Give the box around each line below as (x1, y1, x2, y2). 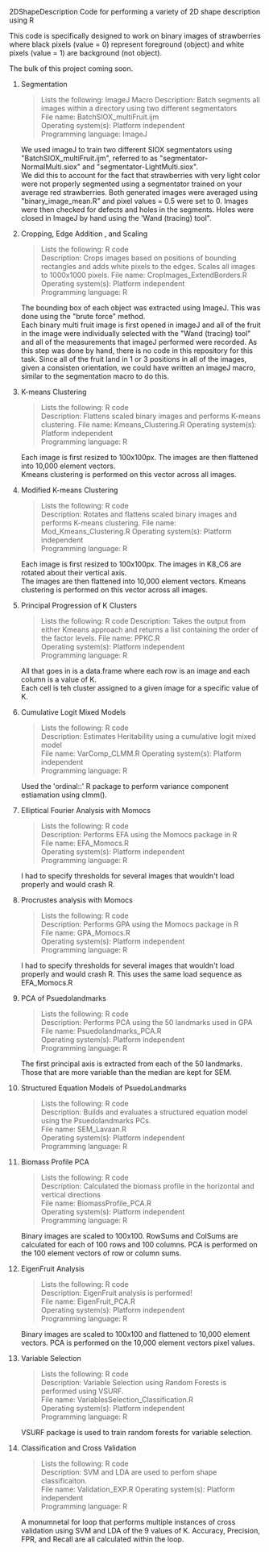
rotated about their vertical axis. (20, 568, 127, 577)
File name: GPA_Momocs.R (40, 928, 131, 937)
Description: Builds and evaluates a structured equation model (40, 1107, 248, 1117)
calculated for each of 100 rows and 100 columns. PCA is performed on (20, 1240, 258, 1249)
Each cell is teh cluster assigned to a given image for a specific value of (20, 683, 259, 692)
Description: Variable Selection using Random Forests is (40, 1378, 227, 1387)
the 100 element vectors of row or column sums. (20, 1248, 182, 1258)
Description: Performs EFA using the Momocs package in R (40, 830, 238, 839)
